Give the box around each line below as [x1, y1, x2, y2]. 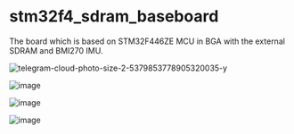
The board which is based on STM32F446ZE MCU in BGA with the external [9, 36, 285, 46]
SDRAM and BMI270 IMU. [9, 45, 103, 55]
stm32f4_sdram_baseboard [9, 6, 219, 27]
